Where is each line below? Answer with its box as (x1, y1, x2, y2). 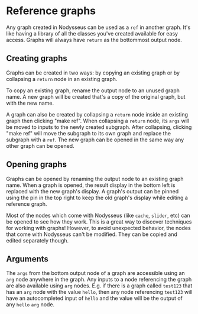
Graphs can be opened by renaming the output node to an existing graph (6, 175, 184, 182)
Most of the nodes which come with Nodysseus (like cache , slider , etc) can (6, 212, 190, 219)
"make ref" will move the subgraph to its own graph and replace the (6, 130, 171, 137)
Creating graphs (6, 53, 67, 63)
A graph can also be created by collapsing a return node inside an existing (6, 111, 188, 118)
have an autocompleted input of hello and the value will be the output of (6, 294, 183, 302)
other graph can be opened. (6, 142, 75, 149)
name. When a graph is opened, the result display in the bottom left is (6, 182, 176, 189)
